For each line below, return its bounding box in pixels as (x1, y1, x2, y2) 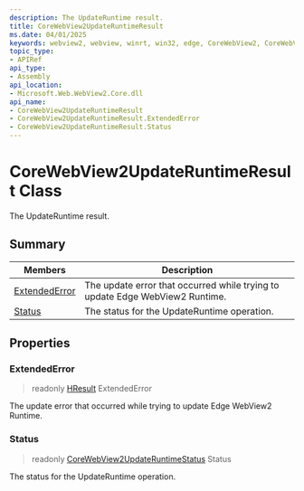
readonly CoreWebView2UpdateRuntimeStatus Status (31, 453, 233, 464)
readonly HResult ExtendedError (31, 383, 152, 394)
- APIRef (9, 55, 43, 64)
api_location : (9, 80, 63, 90)
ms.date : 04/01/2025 (9, 30, 88, 39)
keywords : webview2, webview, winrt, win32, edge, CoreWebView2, (9, 38, 261, 48)
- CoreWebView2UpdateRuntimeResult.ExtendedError (9, 114, 201, 123)
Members (24, 263, 66, 276)
